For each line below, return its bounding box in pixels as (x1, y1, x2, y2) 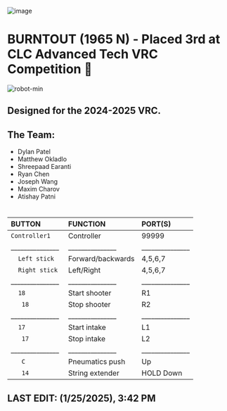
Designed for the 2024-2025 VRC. (7, 105, 162, 117)
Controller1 (11, 232, 51, 240)
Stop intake (67, 334, 105, 344)
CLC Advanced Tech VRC (7, 46, 158, 63)
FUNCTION (67, 219, 106, 229)
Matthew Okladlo (17, 155, 67, 163)
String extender (67, 368, 119, 378)
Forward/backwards (67, 254, 135, 264)
